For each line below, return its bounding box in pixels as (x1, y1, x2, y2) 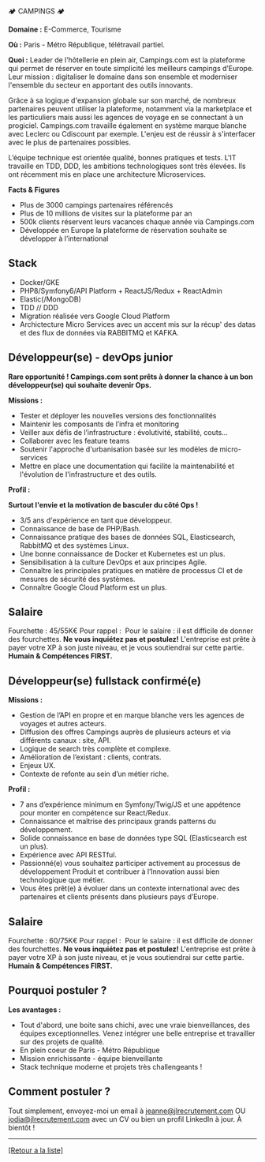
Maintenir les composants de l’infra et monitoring (19, 419, 180, 429)
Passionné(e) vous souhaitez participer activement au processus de (19, 859, 241, 868)
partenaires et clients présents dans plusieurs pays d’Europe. (19, 892, 219, 901)
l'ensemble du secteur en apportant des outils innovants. (8, 81, 193, 89)
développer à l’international (19, 234, 109, 243)
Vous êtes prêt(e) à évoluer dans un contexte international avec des (19, 883, 241, 894)
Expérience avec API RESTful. (19, 850, 117, 860)
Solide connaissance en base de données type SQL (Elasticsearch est (19, 834, 248, 843)
